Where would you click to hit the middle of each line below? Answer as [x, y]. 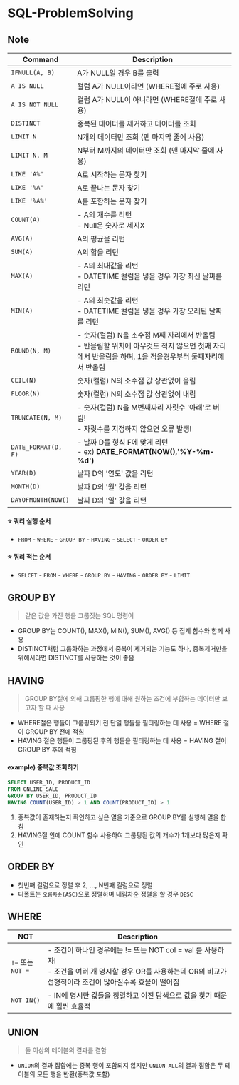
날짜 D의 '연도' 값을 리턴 [115, 474]
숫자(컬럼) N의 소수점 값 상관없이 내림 [137, 394]
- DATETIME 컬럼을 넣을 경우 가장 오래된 [142, 311]
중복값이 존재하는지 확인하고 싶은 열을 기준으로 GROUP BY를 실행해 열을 [118, 817]
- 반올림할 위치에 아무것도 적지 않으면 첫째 [144, 346]
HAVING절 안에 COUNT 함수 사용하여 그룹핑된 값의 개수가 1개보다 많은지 [119, 835]
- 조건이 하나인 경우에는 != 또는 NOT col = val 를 [125, 950]
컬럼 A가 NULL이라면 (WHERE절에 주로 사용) [149, 86]
